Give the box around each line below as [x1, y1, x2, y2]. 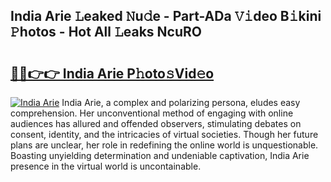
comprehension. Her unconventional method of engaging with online [10, 107, 294, 119]
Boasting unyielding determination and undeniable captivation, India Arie [10, 150, 310, 161]
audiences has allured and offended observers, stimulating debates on [10, 118, 302, 129]
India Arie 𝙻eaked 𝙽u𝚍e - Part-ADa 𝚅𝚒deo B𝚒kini [10, 8, 322, 25]
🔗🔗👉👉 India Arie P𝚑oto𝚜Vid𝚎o [10, 65, 215, 82]
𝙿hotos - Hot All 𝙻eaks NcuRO [10, 24, 202, 41]
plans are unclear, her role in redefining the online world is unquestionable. [10, 139, 319, 151]
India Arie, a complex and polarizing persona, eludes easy [61, 97, 301, 108]
